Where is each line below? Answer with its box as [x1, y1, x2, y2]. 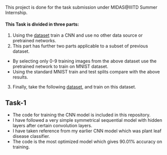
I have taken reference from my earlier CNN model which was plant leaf [12, 128, 161, 134]
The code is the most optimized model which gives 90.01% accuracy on [12, 138, 162, 145]
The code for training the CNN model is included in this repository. [12, 112, 151, 118]
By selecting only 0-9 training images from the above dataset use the [12, 58, 157, 64]
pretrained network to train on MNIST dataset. [12, 63, 108, 69]
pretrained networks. [12, 38, 57, 44]
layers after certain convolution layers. [12, 123, 92, 129]
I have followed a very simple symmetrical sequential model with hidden [12, 117, 162, 123]
